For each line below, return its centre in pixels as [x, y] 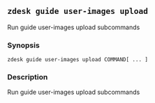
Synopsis [23, 45]
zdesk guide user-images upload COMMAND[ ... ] [78, 60]
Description [28, 77]
